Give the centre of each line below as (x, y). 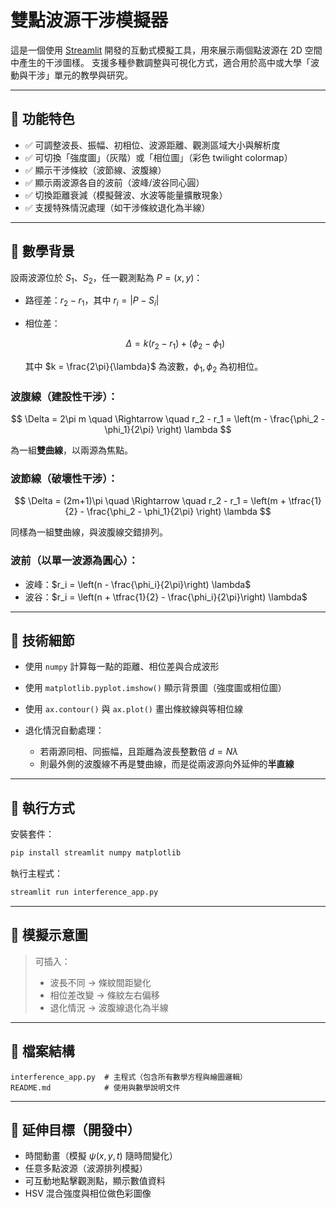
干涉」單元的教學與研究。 (80, 75)
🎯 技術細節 (42, 641)
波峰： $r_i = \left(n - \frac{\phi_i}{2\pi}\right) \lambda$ (138, 584)
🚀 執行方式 (42, 807)
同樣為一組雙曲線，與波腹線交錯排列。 (89, 532)
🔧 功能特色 (42, 119)
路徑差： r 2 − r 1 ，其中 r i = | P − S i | (92, 301)
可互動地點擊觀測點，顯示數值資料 (95, 1181)
